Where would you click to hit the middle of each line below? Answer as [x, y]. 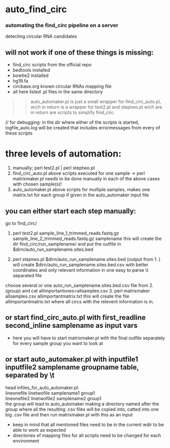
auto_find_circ [36, 9]
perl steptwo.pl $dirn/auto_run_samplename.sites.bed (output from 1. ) [87, 259]
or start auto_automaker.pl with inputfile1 [72, 360]
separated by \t [30, 375]
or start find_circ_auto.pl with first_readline [76, 318]
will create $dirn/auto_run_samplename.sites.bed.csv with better [80, 265]
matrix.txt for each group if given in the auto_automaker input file [81, 195]
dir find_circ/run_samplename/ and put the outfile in [67, 244]
